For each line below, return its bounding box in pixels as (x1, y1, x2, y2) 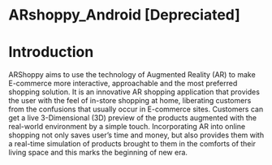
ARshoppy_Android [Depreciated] (8, 6, 241, 24)
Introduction (8, 43, 94, 62)
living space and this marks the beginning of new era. (8, 148, 188, 158)
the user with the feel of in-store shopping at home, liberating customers (8, 96, 252, 106)
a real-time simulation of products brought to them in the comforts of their (8, 139, 256, 149)
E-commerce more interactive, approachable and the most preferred (8, 79, 238, 89)
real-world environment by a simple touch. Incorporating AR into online (8, 122, 246, 132)
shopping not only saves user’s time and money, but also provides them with (8, 130, 265, 140)
